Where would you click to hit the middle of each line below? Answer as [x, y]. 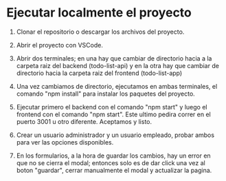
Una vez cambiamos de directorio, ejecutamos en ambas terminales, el [117, 86]
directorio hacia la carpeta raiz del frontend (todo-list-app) [99, 73]
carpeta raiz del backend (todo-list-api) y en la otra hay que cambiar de [117, 65]
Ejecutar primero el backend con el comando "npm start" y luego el [112, 107]
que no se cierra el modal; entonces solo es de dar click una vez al [111, 162]
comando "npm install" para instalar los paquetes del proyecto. [105, 94]
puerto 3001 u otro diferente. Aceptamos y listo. [84, 121]
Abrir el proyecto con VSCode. [60, 45]
